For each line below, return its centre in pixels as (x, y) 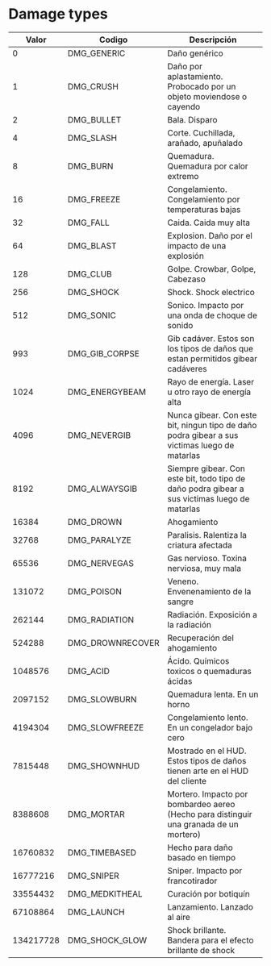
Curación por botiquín (208, 893)
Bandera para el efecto (211, 940)
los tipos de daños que (211, 348)
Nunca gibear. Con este (212, 414)
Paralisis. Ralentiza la (207, 535)
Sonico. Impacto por (206, 305)
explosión (186, 256)
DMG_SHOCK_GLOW (107, 940)
